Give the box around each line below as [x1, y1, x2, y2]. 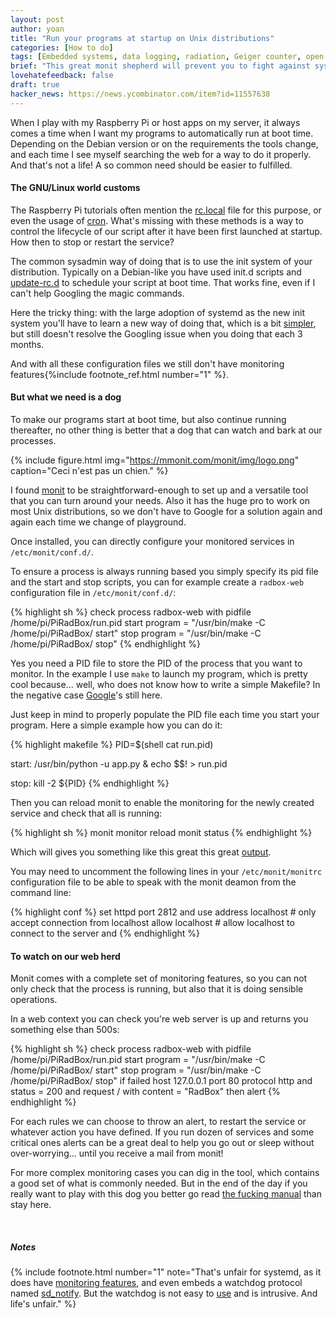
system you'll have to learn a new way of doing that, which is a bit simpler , [10, 317, 317, 329]
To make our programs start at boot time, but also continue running [10, 414, 287, 426]
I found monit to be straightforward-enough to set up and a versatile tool [10, 484, 309, 496]
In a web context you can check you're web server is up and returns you [10, 1013, 309, 1025]
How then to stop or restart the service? [10, 236, 175, 248]
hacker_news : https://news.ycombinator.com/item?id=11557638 [10, 89, 271, 99]
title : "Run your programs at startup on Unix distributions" [10, 33, 275, 43]
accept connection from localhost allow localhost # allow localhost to [10, 917, 295, 929]
